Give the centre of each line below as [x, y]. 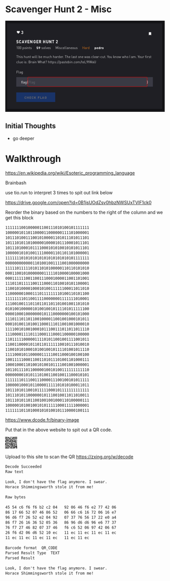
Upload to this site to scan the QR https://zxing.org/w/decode [69, 457]
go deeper [23, 138]
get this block [19, 217]
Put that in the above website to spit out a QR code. [59, 430]
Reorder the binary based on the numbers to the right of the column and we [84, 212]
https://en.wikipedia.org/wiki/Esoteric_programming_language [70, 173]
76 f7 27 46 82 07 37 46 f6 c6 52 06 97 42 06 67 [61, 527]
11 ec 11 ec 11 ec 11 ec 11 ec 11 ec [47, 538]
